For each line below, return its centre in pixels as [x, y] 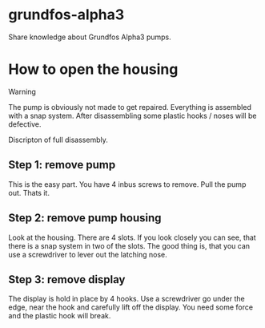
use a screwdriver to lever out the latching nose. [88, 254]
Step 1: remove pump [62, 165]
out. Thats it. [29, 192]
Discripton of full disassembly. [58, 140]
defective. [25, 124]
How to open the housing [93, 69]
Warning [22, 91]
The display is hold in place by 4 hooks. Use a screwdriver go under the [127, 299]
